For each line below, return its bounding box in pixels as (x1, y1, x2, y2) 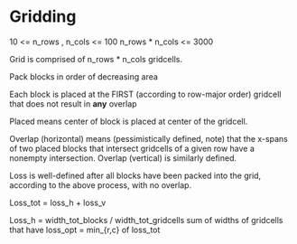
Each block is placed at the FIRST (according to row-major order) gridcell (9, 89, 282, 99)
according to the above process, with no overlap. (9, 179, 192, 191)
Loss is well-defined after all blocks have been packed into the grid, (9, 170, 262, 181)
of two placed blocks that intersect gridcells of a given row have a (9, 143, 255, 154)
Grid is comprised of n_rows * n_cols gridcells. (9, 53, 183, 64)
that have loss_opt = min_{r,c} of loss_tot (9, 224, 161, 235)
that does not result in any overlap (9, 98, 137, 109)
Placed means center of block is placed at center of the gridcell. (9, 116, 248, 127)
